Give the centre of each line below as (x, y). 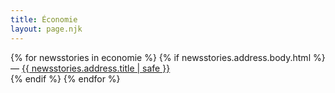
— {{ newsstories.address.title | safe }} (90, 68)
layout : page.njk (46, 29)
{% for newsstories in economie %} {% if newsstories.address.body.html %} (168, 57)
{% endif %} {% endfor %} (65, 78)
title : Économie (44, 19)
